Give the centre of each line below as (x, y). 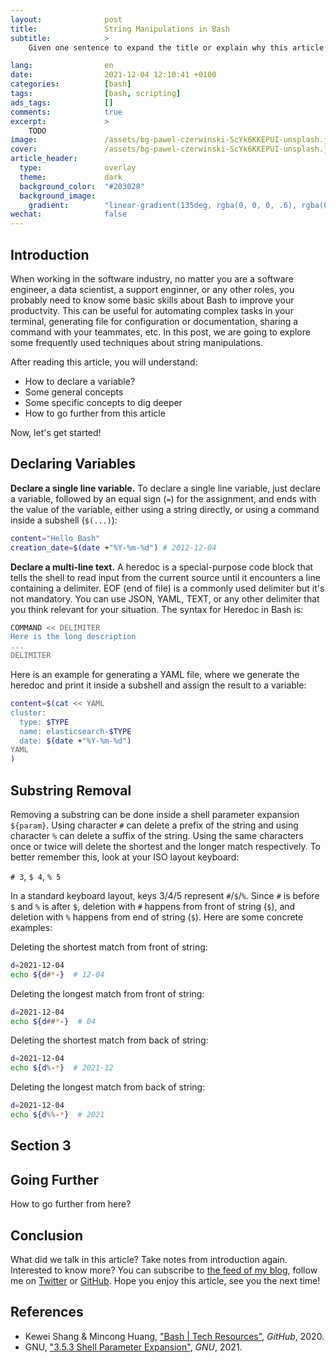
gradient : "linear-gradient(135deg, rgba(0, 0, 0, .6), (163, 205)
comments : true (66, 112)
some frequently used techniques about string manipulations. (137, 342)
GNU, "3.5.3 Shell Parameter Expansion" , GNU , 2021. (133, 1347)
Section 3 (41, 1146)
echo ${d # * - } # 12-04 (57, 974)
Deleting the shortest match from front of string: (109, 947)
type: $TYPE (44, 722)
